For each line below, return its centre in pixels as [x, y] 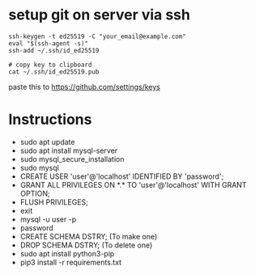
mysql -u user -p [48, 219]
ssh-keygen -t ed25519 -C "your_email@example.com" [97, 36]
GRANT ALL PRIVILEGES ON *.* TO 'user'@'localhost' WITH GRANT [133, 184]
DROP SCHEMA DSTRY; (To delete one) [86, 245]
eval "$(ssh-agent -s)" [49, 43]
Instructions [50, 120]
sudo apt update [47, 142]
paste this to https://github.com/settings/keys [84, 87]
